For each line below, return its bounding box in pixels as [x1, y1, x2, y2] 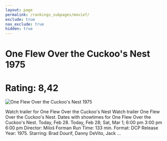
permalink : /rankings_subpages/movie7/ [5, 12, 90, 17]
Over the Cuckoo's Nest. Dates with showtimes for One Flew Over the [5, 114, 151, 120]
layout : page [5, 7, 33, 13]
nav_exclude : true [5, 21, 44, 27]
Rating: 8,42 [5, 82, 59, 94]
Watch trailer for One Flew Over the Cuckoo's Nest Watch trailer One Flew [5, 109, 160, 115]
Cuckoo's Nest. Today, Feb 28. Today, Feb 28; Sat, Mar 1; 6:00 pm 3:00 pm [5, 120, 162, 126]
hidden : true [5, 26, 33, 31]
